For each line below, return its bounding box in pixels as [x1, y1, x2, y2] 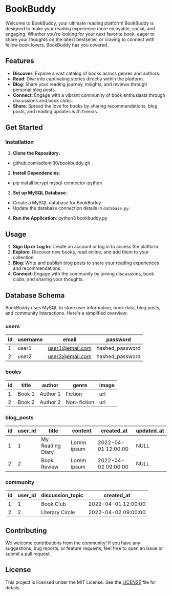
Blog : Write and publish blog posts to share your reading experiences [12, 260, 160, 266]
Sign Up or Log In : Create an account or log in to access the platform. [12, 244, 160, 250]
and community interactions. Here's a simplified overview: [5, 310, 128, 316]
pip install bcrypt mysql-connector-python [12, 180, 102, 186]
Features [5, 57, 34, 66]
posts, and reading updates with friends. [12, 108, 98, 114]
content [72, 427, 92, 434]
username [17, 336, 43, 343]
